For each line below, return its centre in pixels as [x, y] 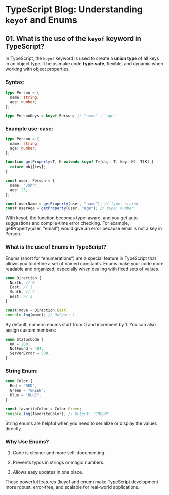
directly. [14, 429]
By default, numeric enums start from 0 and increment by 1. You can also [81, 324]
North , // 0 [22, 283]
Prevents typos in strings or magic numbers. [58, 462]
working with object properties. [38, 69]
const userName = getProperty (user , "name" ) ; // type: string [72, 204]
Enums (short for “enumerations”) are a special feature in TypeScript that [81, 258]
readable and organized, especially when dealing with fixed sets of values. [82, 269]
